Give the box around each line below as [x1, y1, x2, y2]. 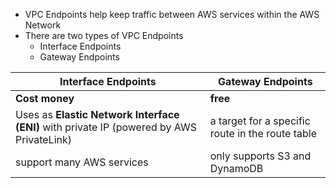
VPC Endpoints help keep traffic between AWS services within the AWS [24, 9, 320, 20]
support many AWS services [15, 155, 149, 169]
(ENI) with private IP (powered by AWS [15, 120, 198, 134]
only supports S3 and [209, 149, 312, 163]
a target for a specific [209, 114, 311, 128]
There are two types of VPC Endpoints [24, 30, 184, 41]
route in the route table [209, 127, 317, 140]
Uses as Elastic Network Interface [15, 108, 180, 121]
